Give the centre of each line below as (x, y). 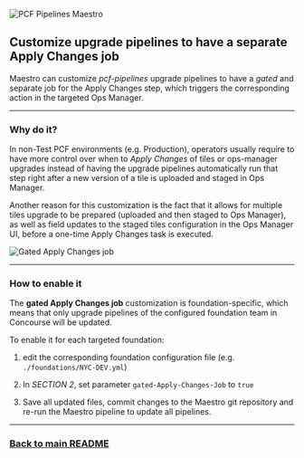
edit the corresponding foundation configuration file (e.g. (128, 358)
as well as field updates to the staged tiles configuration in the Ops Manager (152, 224)
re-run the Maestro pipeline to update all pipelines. (117, 412)
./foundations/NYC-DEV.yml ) (75, 367)
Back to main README (59, 444)
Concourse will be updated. (61, 322)
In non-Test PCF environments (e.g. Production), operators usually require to (152, 149)
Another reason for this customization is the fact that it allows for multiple (146, 205)
